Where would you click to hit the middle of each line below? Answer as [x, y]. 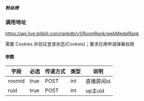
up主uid [95, 90]
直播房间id [98, 81]
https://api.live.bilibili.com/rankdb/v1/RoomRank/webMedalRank [72, 33]
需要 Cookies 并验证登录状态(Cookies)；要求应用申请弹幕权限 [70, 44]
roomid [16, 81]
